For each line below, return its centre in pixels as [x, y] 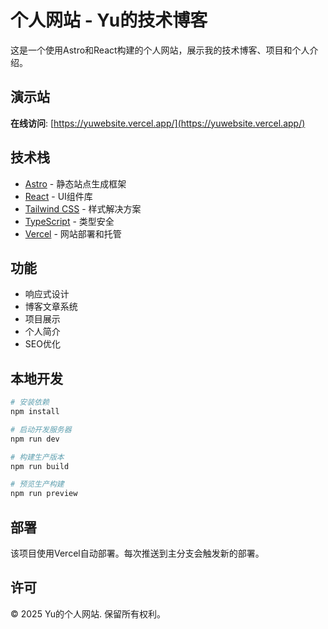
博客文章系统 [51, 307]
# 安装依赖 [30, 402]
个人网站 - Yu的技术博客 [109, 20]
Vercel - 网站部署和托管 [73, 233]
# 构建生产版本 [37, 457]
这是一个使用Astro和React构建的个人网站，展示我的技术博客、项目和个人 [160, 50]
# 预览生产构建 [37, 484]
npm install [35, 412]
